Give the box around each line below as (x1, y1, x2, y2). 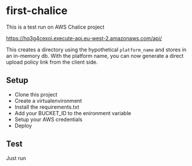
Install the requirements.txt (14, 103, 80, 110)
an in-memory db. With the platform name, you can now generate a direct (6, 52, 184, 59)
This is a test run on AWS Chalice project (6, 23, 105, 30)
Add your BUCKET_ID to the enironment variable (14, 109, 132, 116)
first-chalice (6, 4, 68, 18)
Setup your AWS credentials (14, 116, 83, 123)
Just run (6, 154, 26, 161)
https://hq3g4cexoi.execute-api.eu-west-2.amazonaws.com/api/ (6, 34, 162, 41)
